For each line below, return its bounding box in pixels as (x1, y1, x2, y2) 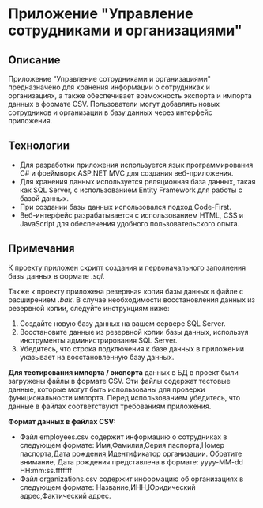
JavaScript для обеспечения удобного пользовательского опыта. (19, 218, 240, 228)
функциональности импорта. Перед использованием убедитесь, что (8, 392, 241, 402)
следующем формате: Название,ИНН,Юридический (19, 482, 196, 491)
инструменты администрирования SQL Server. (19, 336, 178, 345)
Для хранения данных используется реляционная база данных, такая (19, 176, 256, 186)
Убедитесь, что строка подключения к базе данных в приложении (19, 343, 245, 353)
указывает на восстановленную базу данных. (19, 352, 175, 362)
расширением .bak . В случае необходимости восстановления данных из (8, 294, 255, 305)
